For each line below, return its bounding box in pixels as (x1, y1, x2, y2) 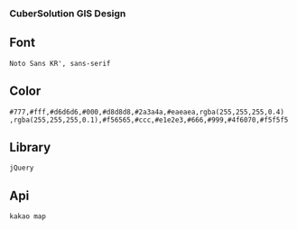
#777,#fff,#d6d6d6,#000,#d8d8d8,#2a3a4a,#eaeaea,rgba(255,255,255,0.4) (9, 107, 284, 116)
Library (9, 139, 51, 155)
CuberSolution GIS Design (9, 7, 126, 20)
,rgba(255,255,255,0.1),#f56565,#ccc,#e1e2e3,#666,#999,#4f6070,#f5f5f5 (9, 115, 289, 124)
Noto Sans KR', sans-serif (9, 59, 111, 68)
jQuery (9, 163, 34, 173)
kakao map (9, 212, 47, 221)
